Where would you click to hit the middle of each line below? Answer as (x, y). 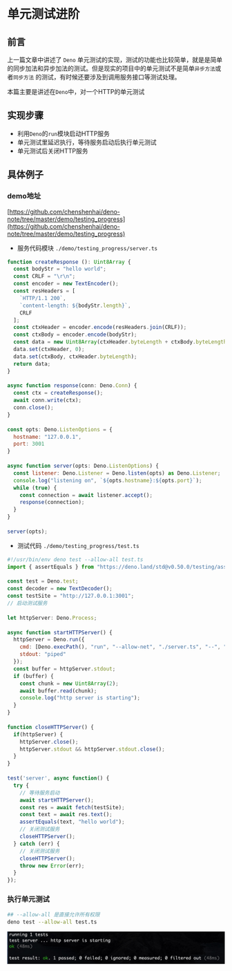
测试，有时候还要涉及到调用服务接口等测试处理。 (111, 77)
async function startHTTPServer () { (60, 632)
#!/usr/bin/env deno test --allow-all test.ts (75, 559)
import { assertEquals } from (51, 567)
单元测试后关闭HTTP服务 (52, 151)
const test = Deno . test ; (43, 581)
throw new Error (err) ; (52, 866)
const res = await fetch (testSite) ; (72, 807)
